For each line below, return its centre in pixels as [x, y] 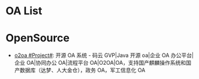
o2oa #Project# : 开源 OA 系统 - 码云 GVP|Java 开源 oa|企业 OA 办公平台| [104, 55]
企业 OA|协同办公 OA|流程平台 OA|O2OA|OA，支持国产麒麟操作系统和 [100, 63]
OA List [24, 11]
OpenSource [38, 38]
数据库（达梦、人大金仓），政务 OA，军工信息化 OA [82, 70]
